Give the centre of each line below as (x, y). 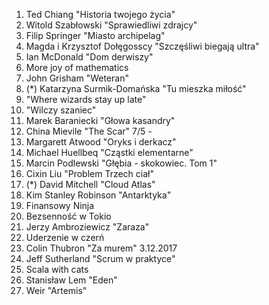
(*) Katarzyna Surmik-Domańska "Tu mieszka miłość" (136, 88)
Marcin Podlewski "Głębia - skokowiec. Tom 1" (121, 163)
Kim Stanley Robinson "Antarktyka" (98, 195)
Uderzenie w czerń (65, 237)
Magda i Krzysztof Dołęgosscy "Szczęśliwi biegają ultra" (142, 46)
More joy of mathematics (77, 67)
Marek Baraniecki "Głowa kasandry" (100, 120)
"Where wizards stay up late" (86, 99)
